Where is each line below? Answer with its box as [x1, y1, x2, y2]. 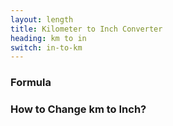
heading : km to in [10, 33, 87, 43]
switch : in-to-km [10, 42, 83, 53]
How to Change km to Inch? [10, 102, 147, 116]
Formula [10, 76, 52, 90]
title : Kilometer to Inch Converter [10, 24, 163, 34]
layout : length [10, 14, 74, 25]
